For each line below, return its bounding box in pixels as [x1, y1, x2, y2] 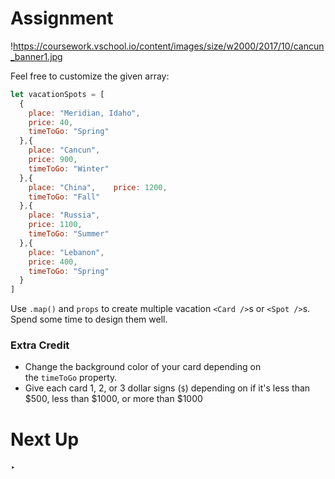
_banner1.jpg [10, 50, 63, 62]
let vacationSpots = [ [10, 89, 105, 99]
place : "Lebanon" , [28, 247, 105, 257]
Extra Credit [10, 338, 70, 352]
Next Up [10, 428, 80, 451]
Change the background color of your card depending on [24, 361, 262, 373]
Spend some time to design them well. [10, 313, 168, 326]
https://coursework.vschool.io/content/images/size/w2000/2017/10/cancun [13, 40, 325, 52]
